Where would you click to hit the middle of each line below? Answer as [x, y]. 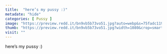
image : [12, 23]
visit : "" [15, 32]
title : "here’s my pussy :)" [37, 10]
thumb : [12, 28]
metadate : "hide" [23, 14]
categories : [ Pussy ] [29, 19]
